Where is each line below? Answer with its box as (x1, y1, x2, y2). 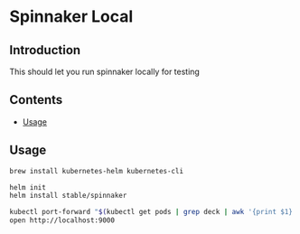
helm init (9, 183, 47, 192)
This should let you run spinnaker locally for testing (9, 66, 201, 77)
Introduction (9, 42, 81, 58)
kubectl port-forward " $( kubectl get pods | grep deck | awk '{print (9, 208, 277, 217)
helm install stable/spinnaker (9, 192, 127, 201)
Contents (9, 92, 63, 108)
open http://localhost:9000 (9, 216, 116, 225)
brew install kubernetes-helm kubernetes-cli (9, 166, 183, 175)
